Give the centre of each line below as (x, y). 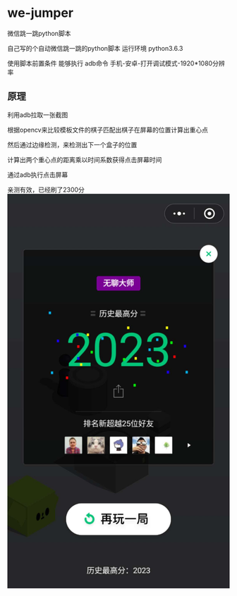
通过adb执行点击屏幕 (38, 175)
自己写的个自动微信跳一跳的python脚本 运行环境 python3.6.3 (95, 48)
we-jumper (41, 13)
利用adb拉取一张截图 (38, 115)
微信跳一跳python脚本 (39, 33)
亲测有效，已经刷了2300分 (46, 190)
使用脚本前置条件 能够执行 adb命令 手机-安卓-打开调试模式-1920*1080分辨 (116, 63)
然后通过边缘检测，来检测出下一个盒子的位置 (72, 144)
